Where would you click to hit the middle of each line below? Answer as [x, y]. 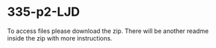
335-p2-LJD [44, 12]
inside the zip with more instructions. [60, 38]
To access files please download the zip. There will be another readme [108, 31]
